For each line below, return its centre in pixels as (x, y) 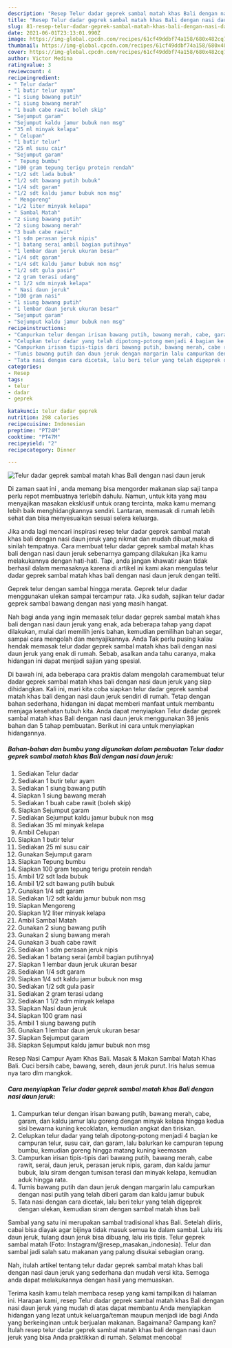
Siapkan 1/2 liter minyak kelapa (62, 913)
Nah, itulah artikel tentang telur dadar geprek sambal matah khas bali (106, 1265)
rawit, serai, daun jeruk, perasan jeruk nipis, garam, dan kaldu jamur (114, 1165)
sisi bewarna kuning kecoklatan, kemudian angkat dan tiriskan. (107, 1128)
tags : (15, 379)
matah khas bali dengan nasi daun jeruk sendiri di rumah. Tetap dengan (109, 696)
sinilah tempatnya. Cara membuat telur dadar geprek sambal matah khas (111, 546)
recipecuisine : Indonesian (46, 424)
